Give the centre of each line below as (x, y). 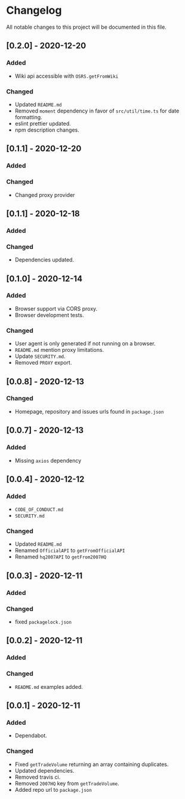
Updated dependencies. (44, 770)
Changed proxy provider (45, 195)
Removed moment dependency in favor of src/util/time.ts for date (97, 111)
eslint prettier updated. (43, 123)
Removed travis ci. (38, 777)
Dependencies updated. (44, 260)
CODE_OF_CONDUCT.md (39, 510)
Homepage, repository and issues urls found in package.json (89, 411)
